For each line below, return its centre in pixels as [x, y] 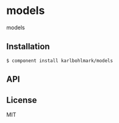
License [22, 100]
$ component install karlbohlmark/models [60, 61]
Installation [28, 47]
